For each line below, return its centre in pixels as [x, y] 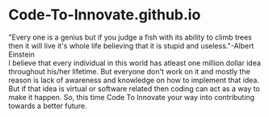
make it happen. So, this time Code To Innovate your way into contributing [132, 97]
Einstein [21, 54]
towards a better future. [48, 106]
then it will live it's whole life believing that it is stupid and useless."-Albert [131, 45]
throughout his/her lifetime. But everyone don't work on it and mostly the [129, 71]
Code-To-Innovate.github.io [105, 15]
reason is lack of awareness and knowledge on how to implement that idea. [134, 80]
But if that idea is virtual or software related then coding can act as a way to [134, 88]
